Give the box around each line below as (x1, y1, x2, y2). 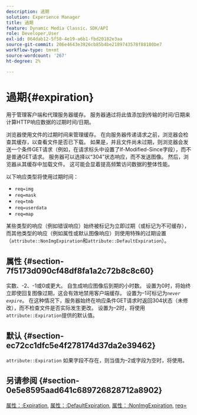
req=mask (14, 193, 37, 199)
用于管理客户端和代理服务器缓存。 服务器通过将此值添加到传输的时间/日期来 (6, 111, 191, 118)
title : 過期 (6, 20, 34, 25)
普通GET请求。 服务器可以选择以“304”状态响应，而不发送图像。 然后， (11, 153, 184, 160)
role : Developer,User (6, 31, 60, 37)
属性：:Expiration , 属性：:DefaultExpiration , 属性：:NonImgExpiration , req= (6, 401, 187, 408)
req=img (14, 186, 34, 192)
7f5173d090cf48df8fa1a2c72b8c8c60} (6, 265, 155, 275)
